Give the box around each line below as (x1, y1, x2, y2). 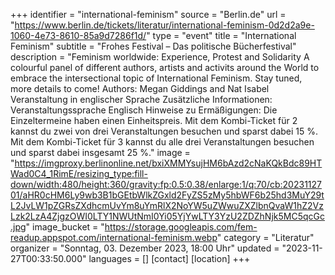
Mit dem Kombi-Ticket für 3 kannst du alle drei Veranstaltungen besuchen (10, 136, 315, 148)
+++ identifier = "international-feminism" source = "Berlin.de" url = (10, 9, 287, 20)
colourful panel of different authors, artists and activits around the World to (10, 62, 320, 73)
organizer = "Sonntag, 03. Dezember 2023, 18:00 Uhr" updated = (10, 242, 280, 254)
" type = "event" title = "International (146, 30, 297, 41)
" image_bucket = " (25, 221, 105, 233)
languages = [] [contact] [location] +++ (88, 253, 251, 264)
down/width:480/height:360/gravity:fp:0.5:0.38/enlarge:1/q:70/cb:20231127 (10, 179, 322, 190)
